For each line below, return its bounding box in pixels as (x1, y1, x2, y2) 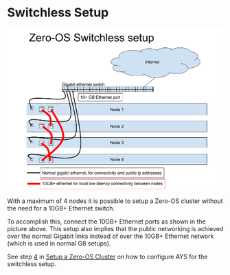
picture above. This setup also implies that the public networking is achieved (7, 224, 224, 232)
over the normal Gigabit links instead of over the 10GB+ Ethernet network (7, 232, 214, 240)
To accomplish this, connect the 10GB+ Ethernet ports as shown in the (7, 217, 206, 226)
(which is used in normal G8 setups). (7, 239, 111, 248)
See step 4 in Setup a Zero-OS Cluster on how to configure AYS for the (7, 252, 208, 261)
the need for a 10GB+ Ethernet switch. (7, 204, 115, 212)
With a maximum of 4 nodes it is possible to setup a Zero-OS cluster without (7, 197, 223, 205)
